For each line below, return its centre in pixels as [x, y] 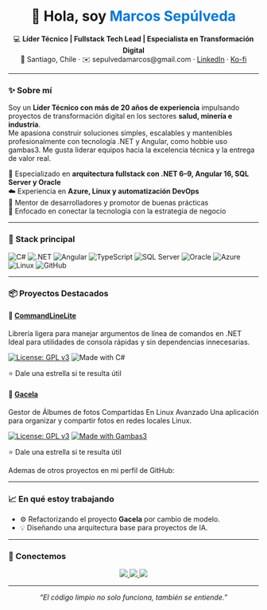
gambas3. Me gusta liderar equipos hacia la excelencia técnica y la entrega [132, 150]
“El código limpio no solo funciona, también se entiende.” [133, 597]
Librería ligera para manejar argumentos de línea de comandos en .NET [125, 333]
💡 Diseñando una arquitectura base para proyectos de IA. [114, 528]
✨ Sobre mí [30, 90]
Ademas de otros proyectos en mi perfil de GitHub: [91, 470]
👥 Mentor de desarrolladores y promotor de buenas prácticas [108, 203]
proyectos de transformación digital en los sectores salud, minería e [120, 116]
